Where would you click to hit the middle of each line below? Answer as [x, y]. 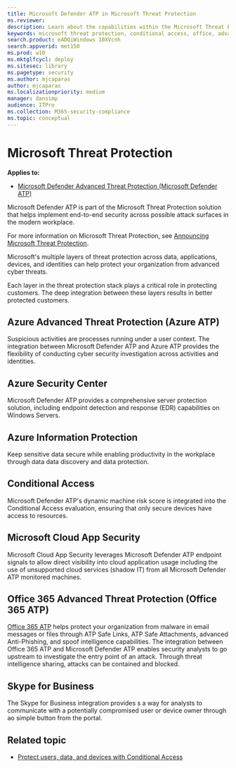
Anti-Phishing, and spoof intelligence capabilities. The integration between [115, 642]
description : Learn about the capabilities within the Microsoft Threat [116, 27]
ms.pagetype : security [40, 72]
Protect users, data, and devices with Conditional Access [100, 757]
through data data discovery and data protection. [78, 462]
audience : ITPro [31, 105]
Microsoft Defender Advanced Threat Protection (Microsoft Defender [117, 186]
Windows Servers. [34, 416]
